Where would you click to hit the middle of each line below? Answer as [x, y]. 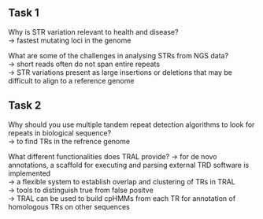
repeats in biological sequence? [60, 132]
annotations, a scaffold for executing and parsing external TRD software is [129, 165]
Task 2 [25, 106]
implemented [30, 173]
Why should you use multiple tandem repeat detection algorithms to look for [131, 124]
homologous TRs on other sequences [69, 206]
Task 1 [24, 13]
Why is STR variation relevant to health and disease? [93, 32]
